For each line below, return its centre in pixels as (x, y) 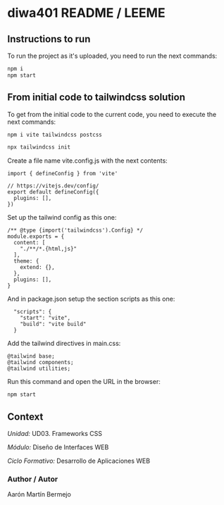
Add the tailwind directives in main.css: (64, 344)
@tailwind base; (31, 356)
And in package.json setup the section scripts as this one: (91, 299)
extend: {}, (37, 268)
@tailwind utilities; (39, 369)
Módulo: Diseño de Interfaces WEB (58, 447)
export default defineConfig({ (53, 192)
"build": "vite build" (53, 324)
